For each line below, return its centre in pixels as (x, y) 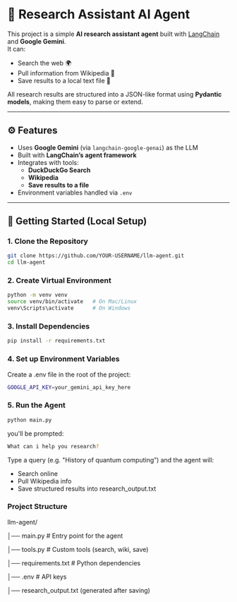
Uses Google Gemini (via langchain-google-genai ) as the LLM (108, 147)
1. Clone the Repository (48, 241)
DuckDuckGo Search (59, 170)
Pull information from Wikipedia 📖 (66, 73)
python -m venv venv (38, 295)
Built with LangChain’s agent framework (77, 155)
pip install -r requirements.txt (56, 341)
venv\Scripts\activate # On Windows (69, 308)
